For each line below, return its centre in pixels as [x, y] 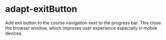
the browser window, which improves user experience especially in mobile [81, 28]
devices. [14, 33]
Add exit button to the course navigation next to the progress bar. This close [83, 23]
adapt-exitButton [41, 9]
